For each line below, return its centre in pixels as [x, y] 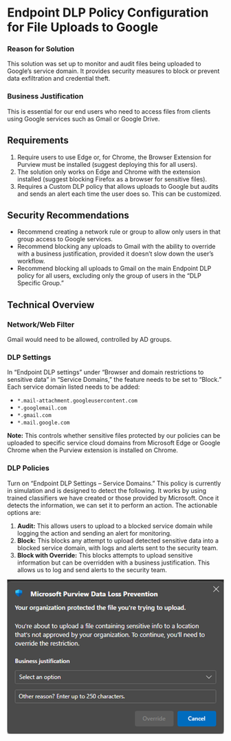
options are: [24, 512]
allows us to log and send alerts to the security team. [92, 569]
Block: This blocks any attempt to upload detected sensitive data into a [118, 540]
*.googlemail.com [42, 408]
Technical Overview [51, 305]
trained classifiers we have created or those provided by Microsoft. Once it [113, 498]
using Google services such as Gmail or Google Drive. [84, 119]
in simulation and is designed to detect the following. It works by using [107, 490]
